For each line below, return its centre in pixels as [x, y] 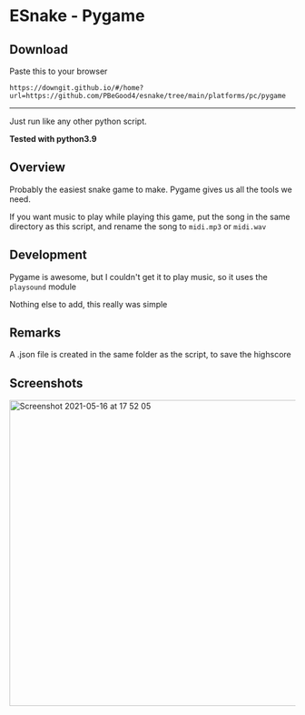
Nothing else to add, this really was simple [89, 304]
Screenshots [46, 383]
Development [49, 255]
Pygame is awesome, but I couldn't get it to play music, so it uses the [138, 277]
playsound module [43, 287]
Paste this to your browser [59, 71]
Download [39, 50]
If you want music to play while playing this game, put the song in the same [150, 217]
